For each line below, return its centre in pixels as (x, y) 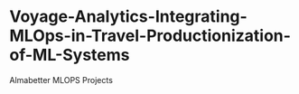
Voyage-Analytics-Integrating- (129, 17)
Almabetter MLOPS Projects (61, 80)
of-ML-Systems (70, 55)
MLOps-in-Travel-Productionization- (150, 36)
